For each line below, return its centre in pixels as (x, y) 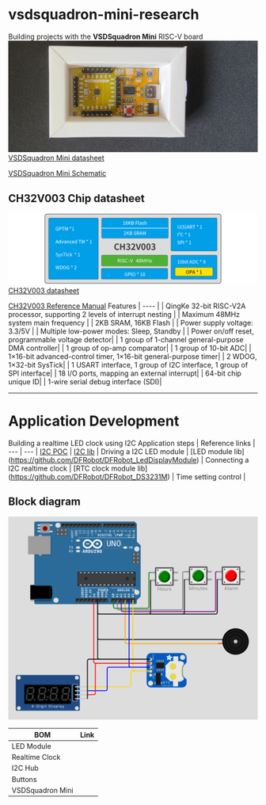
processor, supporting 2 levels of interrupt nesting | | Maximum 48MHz (124, 314)
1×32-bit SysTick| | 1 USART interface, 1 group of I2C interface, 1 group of (128, 364)
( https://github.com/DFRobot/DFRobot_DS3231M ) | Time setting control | (127, 476)
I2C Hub (25, 768)
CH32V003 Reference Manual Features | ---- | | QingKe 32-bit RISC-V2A (127, 306)
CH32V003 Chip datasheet (76, 198)
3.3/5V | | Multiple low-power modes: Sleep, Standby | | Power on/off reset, (131, 331)
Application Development (94, 421)
